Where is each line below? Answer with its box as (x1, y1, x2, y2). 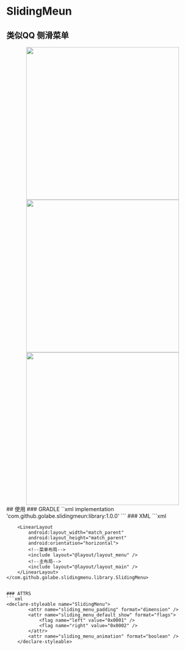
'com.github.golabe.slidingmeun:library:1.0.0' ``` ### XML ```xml (6, 512, 167, 520)
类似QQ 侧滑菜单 (6, 30, 69, 40)
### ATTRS (6, 591, 32, 597)
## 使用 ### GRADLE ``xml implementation (6, 506, 114, 512)
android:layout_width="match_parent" (28, 529, 124, 536)
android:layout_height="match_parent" (28, 535, 127, 541)
